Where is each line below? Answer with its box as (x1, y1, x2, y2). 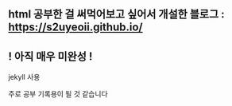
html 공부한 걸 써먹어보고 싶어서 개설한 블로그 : (8, 7, 225, 22)
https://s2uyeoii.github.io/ (8, 21, 143, 34)
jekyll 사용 (8, 73, 41, 82)
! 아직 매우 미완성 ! (8, 49, 93, 63)
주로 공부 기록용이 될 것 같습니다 (8, 89, 109, 99)
